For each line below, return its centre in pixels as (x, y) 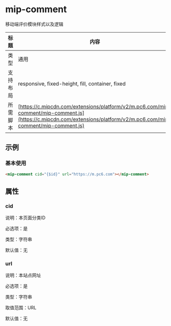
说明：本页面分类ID (25, 218)
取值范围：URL (21, 308)
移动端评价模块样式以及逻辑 (34, 24)
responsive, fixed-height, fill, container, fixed (72, 83)
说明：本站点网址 (23, 275)
